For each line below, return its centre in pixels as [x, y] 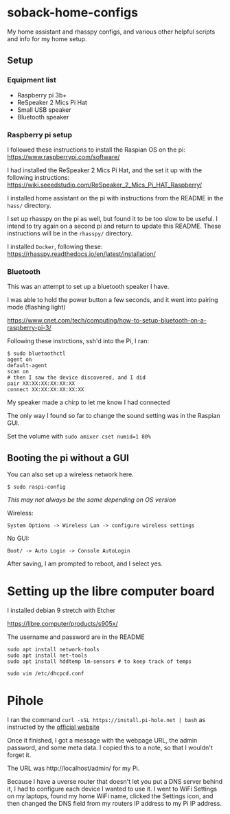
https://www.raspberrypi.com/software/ [64, 156]
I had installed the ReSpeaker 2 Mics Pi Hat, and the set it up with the [105, 170]
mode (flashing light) [37, 307]
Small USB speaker [44, 109]
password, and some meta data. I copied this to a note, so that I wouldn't [110, 747]
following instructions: [38, 177]
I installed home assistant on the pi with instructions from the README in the [115, 198]
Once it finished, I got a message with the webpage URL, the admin [102, 740]
